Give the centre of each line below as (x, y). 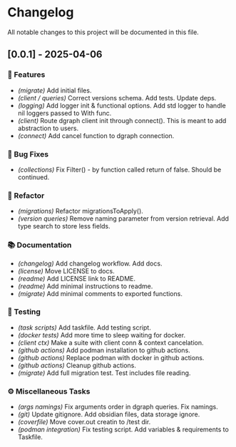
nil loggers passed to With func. (65, 113)
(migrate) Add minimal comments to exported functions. (100, 293)
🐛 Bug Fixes (28, 154)
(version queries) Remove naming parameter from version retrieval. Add (123, 219)
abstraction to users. (48, 128)
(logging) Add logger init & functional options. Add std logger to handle (122, 105)
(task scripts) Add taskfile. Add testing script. (84, 327)
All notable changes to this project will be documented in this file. (103, 32)
